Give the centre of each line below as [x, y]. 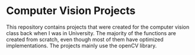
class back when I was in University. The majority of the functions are [91, 33]
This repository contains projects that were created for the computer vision [98, 27]
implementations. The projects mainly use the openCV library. [81, 46]
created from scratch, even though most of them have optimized [85, 39]
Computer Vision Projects [71, 11]
